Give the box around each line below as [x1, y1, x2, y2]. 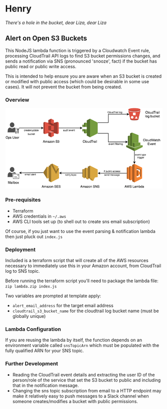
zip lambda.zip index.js [5, 284, 57, 289]
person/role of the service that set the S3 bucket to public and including [12, 377, 161, 383]
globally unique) [12, 313, 46, 319]
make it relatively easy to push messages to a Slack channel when [12, 393, 149, 399]
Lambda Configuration [5, 325, 61, 332]
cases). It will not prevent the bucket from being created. [5, 84, 122, 90]
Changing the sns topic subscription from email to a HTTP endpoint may [12, 387, 161, 393]
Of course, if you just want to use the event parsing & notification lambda [5, 228, 156, 234]
